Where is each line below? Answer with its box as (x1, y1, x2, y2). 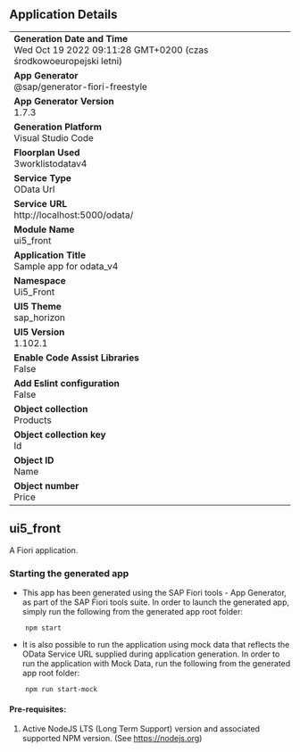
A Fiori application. (9, 544, 79, 556)
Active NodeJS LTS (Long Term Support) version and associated (21, 723, 261, 734)
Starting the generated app (9, 566, 129, 579)
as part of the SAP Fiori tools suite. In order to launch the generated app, (21, 597, 290, 607)
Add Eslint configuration (13, 376, 121, 389)
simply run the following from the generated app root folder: (21, 606, 244, 616)
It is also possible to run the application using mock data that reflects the (21, 639, 290, 649)
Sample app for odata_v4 (13, 260, 119, 272)
